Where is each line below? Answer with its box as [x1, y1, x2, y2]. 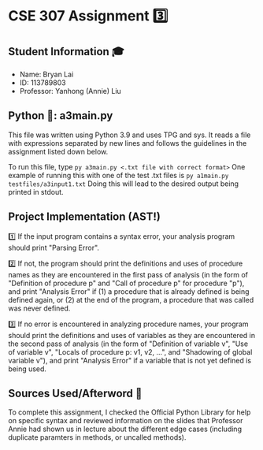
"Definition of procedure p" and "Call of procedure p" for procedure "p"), [8, 278, 245, 288]
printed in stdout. [8, 187, 65, 196]
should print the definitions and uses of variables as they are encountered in [8, 330, 256, 340]
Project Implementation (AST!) [8, 210, 161, 224]
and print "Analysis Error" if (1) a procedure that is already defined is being [8, 286, 250, 296]
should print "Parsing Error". [8, 243, 100, 252]
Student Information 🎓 [8, 45, 124, 58]
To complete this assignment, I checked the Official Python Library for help [8, 407, 251, 417]
